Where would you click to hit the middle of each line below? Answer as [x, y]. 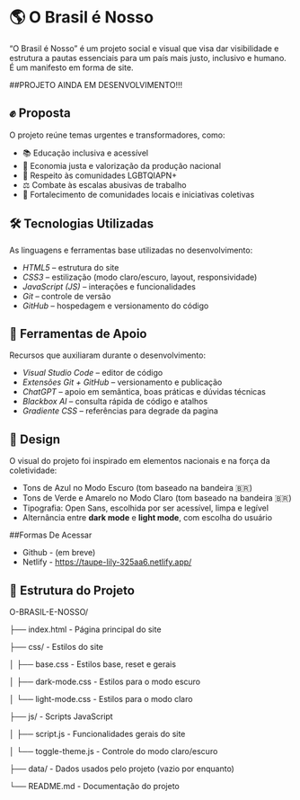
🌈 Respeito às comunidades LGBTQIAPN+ [100, 175]
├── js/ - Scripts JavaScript [62, 716]
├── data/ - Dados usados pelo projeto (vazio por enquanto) [122, 769]
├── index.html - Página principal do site [85, 629]
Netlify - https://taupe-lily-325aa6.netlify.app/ [107, 562]
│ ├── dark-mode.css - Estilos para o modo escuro [105, 681]
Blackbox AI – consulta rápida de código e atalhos [115, 402]
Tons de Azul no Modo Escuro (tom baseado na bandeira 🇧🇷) [137, 488]
